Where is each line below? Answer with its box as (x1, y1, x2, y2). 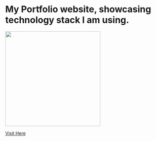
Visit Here (5, 130, 26, 136)
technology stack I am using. (5, 14, 129, 26)
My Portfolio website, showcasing (5, 4, 151, 15)
